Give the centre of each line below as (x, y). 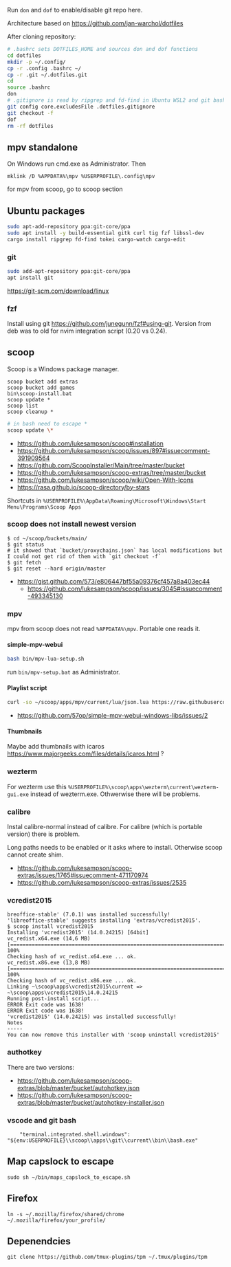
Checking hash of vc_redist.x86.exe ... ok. (72, 981)
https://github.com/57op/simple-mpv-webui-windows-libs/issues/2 (112, 716)
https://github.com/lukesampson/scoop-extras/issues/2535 (102, 883)
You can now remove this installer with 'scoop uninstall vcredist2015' (113, 1035)
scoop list (23, 406)
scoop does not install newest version (72, 524)
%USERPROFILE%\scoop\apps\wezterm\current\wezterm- (143, 787)
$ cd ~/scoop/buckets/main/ (47, 538)
